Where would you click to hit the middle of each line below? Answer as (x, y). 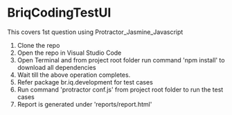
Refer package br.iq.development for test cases (85, 82)
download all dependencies (56, 67)
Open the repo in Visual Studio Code (69, 53)
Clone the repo (38, 45)
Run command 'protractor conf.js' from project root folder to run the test (120, 89)
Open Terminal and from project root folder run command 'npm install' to (121, 60)
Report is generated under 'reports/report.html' (84, 104)
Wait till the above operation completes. (74, 75)
